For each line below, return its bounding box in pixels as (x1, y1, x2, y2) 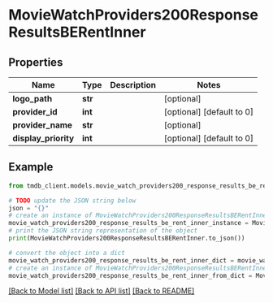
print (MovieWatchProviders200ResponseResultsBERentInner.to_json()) (8, 234, 245, 243)
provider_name (12, 119, 73, 131)
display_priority (12, 132, 75, 144)
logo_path (12, 93, 53, 104)
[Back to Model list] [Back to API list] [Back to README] (8, 286, 195, 296)
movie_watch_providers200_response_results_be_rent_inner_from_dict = (8, 271, 253, 279)
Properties (8, 55, 63, 69)
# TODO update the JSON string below (8, 197, 136, 205)
